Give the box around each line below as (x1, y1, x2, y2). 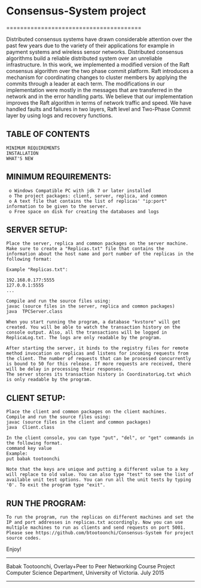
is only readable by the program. (6, 377, 93, 383)
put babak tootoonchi (6, 456, 60, 462)
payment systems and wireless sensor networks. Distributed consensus (6, 48, 184, 55)
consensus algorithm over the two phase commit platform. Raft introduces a (6, 67, 193, 74)
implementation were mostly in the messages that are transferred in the (6, 86, 182, 93)
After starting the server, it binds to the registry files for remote (6, 345, 188, 351)
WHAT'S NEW (6, 156, 33, 162)
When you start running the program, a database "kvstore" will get (6, 319, 181, 325)
